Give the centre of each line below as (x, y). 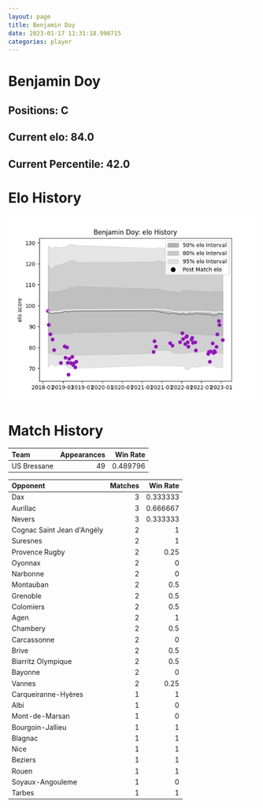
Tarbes (23, 793)
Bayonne (26, 673)
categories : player (40, 42)
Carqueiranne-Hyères (48, 694)
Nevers (23, 519)
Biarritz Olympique (42, 662)
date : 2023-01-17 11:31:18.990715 (65, 33)
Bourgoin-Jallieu (39, 727)
